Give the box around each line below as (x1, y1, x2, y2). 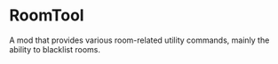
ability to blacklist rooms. (9, 44, 100, 54)
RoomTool (9, 5, 84, 26)
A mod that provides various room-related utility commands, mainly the (9, 35, 270, 45)
